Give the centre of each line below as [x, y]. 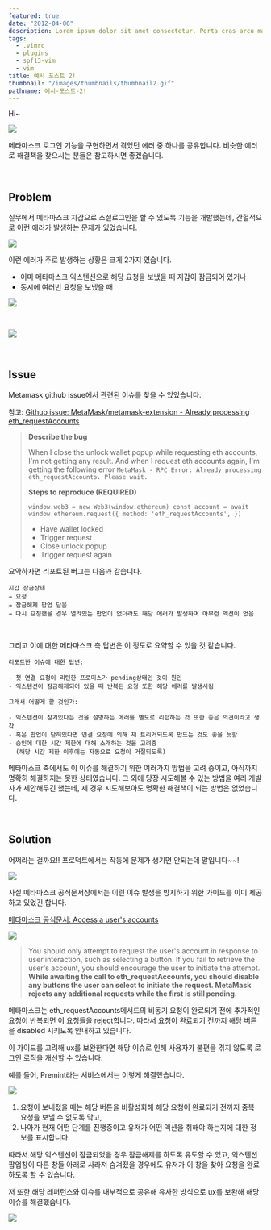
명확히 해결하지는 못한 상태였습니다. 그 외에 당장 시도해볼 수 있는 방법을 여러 [128, 778]
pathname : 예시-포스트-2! [48, 91]
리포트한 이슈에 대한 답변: [46, 662]
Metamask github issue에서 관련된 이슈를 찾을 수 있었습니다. [105, 395]
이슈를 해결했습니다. [40, 1202]
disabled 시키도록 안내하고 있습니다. [74, 1030]
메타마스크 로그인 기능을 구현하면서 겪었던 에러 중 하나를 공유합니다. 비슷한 [126, 145]
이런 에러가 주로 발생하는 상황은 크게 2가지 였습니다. [90, 260]
